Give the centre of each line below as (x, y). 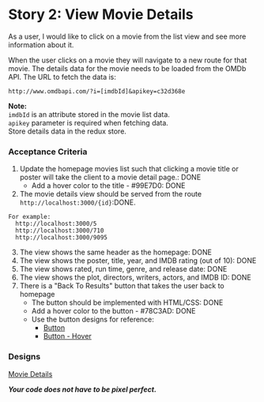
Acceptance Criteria (48, 152)
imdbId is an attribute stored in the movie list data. (89, 114)
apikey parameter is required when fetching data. (88, 122)
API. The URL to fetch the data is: (62, 77)
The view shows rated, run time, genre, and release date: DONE (123, 269)
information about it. (41, 44)
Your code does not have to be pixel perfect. (82, 389)
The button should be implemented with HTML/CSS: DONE (127, 302)
